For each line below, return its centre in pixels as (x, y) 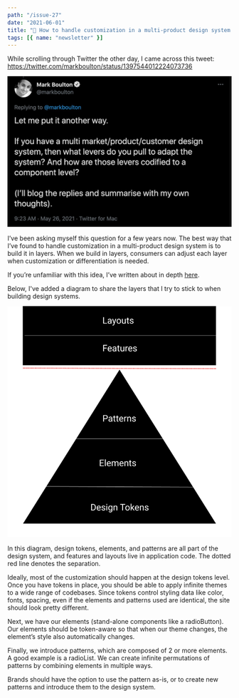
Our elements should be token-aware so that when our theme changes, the (117, 629)
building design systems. (44, 297)
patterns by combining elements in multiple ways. (80, 665)
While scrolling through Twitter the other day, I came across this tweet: (111, 59)
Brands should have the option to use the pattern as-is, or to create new (113, 679)
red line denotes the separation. (54, 563)
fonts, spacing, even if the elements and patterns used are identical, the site (118, 600)
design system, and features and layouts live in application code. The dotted (119, 555)
